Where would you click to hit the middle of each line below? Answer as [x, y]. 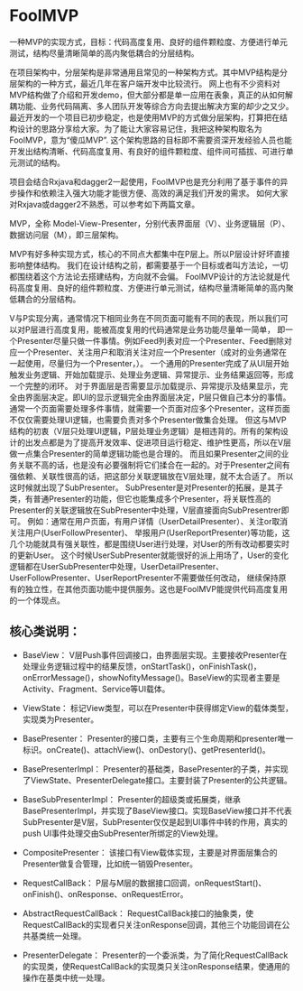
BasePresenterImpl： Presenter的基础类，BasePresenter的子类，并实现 [155, 769]
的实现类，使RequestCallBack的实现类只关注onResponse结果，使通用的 [156, 966]
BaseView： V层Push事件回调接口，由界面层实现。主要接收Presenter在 [155, 654]
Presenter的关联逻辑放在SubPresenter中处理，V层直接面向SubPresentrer [146, 510]
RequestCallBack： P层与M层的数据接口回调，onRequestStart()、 [144, 883]
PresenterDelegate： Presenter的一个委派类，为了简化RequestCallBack [155, 955]
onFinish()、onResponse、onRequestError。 [105, 894]
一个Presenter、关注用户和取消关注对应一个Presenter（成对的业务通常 [148, 352]
